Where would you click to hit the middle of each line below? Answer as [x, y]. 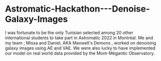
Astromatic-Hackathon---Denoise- [77, 9]
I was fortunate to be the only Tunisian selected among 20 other [69, 32]
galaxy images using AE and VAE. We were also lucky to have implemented [80, 48]
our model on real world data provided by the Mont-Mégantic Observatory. [80, 53]
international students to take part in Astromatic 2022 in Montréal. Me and [79, 38]
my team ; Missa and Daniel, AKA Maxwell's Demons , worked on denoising [81, 43]
